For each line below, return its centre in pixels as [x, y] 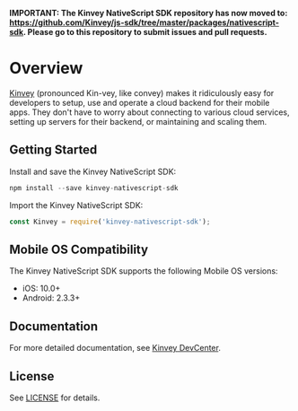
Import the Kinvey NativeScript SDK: [76, 205]
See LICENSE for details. [55, 398]
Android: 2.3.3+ [51, 298]
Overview [46, 69]
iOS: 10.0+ [41, 289]
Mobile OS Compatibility [79, 249]
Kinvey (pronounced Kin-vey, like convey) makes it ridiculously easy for [142, 92]
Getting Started [53, 150]
